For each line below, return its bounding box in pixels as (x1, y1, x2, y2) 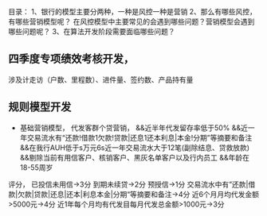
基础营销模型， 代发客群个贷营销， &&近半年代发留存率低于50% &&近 (19, 122, 249, 133)
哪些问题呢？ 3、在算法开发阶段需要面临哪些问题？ (8, 27, 175, 36)
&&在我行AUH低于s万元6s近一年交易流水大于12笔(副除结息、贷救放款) (19, 142, 249, 152)
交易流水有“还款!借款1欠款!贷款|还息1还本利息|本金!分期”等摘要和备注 (26, 133, 253, 142)
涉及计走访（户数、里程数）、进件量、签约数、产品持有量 (8, 75, 194, 84)
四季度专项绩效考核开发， (8, 52, 134, 66)
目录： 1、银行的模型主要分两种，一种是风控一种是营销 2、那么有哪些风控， (8, 7, 257, 16)
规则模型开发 (8, 100, 72, 114)
